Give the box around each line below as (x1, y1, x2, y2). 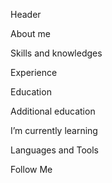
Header (10, 9, 42, 20)
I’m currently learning (10, 125, 98, 136)
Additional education (10, 105, 96, 117)
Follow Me (10, 164, 53, 175)
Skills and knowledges (10, 47, 103, 59)
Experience (10, 67, 58, 78)
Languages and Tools (10, 144, 100, 156)
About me (10, 28, 51, 39)
